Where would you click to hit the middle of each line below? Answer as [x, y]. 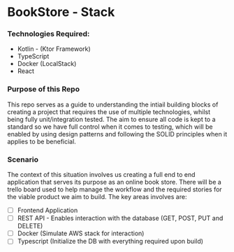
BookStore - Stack [61, 12]
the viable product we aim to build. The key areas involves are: [97, 197]
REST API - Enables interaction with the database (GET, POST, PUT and [120, 218]
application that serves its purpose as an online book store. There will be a [114, 182]
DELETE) [30, 226]
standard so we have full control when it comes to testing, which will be [110, 127]
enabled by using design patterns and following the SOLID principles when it [117, 134]
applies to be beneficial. [42, 141]
